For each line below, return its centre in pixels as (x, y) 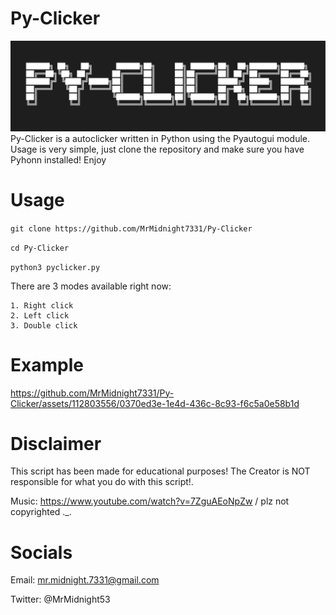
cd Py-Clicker (40, 248)
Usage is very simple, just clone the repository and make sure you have (157, 149)
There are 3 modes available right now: (91, 286)
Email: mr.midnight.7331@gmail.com (85, 580)
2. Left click (40, 315)
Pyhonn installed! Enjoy (58, 159)
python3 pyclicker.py (55, 267)
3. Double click (44, 325)
